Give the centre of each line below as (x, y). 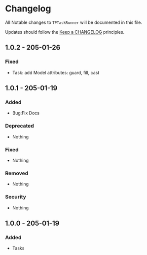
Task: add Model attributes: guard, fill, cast (56, 72)
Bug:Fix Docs (26, 113)
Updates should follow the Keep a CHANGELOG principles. (65, 32)
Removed (17, 173)
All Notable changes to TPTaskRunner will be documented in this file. (73, 22)
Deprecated (20, 126)
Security (16, 197)
